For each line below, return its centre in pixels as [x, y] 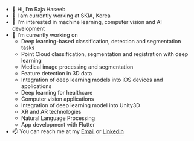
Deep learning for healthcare [57, 92]
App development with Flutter [58, 124]
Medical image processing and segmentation [77, 67]
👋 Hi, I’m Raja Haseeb [39, 9]
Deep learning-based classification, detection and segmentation [101, 41]
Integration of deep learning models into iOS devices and [92, 80]
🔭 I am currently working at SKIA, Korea [61, 16]
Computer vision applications [57, 99]
